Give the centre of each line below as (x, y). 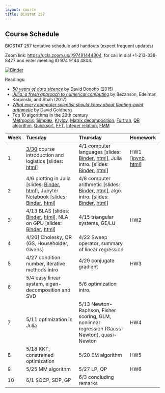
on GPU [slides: (44, 223)
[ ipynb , (138, 158)
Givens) (35, 250)
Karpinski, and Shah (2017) (40, 100)
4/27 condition (43, 258)
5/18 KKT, (38, 349)
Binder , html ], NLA (47, 217)
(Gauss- (114, 329)
